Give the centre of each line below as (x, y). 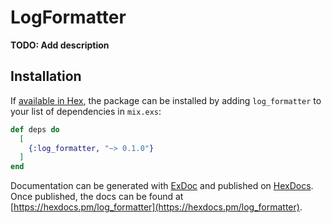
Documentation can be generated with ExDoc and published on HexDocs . (162, 186)
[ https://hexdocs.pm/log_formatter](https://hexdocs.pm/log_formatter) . (156, 207)
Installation (46, 76)
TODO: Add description (60, 45)
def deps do (35, 129)
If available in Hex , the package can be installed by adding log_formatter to (166, 100)
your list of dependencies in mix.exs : (86, 111)
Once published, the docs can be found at (97, 197)
